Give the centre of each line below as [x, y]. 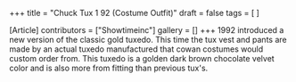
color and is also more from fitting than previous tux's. [109, 68]
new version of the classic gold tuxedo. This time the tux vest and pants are [148, 40]
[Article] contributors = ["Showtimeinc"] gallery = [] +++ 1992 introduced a [147, 30]
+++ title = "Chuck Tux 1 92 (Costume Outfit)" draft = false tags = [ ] [135, 13]
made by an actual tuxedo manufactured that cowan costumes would [136, 49]
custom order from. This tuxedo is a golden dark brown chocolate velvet [142, 58]
